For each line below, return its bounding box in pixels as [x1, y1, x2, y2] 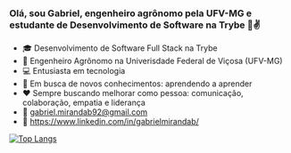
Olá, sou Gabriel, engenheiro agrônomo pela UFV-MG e [9, 7, 253, 20]
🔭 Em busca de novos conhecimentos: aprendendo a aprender [21, 78, 253, 89]
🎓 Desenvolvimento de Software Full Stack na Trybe [21, 43, 218, 53]
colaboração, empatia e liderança [21, 97, 145, 109]
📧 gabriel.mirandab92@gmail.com [21, 107, 148, 117]
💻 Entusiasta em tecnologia [21, 66, 126, 76]
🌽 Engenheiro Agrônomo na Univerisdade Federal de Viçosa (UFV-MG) [21, 56, 283, 67]
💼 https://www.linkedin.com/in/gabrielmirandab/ [21, 117, 199, 127]
